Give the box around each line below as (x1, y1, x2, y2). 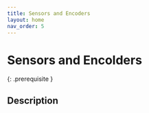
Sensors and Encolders (7, 52, 143, 68)
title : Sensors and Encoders (7, 10, 91, 17)
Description (7, 95, 58, 106)
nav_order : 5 (7, 23, 45, 29)
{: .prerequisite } (7, 75, 54, 83)
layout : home (7, 16, 45, 23)
